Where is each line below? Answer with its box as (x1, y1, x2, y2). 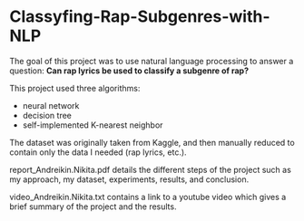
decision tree (22, 110, 73, 120)
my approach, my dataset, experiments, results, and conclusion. (9, 174, 250, 185)
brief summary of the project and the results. (9, 201, 177, 212)
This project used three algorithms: (9, 82, 141, 93)
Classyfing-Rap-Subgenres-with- (9, 6, 270, 27)
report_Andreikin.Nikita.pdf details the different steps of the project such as (9, 164, 292, 175)
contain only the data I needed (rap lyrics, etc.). (9, 147, 188, 158)
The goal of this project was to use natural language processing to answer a (9, 55, 294, 66)
